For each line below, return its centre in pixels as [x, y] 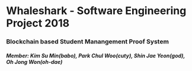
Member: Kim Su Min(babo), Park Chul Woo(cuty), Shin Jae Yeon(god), [96, 55]
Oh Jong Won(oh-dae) [34, 62]
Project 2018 [38, 23]
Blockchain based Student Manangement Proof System [87, 42]
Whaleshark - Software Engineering [96, 11]
